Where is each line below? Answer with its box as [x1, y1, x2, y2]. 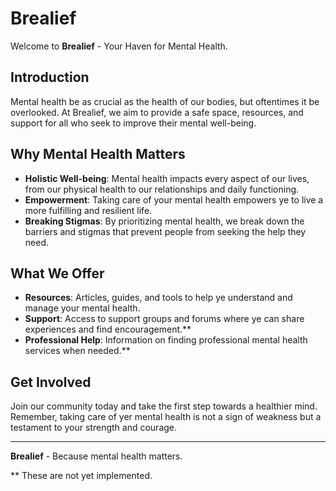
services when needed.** [24, 345, 131, 357]
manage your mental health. [24, 302, 141, 314]
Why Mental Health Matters [10, 146, 186, 163]
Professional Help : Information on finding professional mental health [24, 334, 308, 346]
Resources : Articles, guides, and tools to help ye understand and [24, 292, 293, 304]
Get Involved [10, 373, 92, 391]
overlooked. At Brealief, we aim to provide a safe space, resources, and [10, 106, 304, 118]
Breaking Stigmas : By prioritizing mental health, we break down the [24, 215, 305, 227]
